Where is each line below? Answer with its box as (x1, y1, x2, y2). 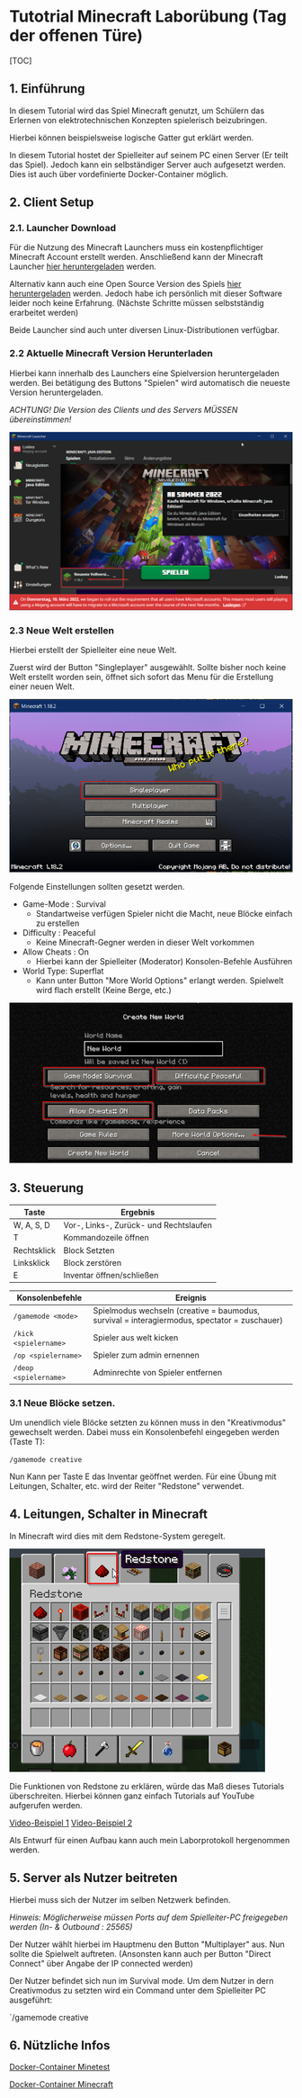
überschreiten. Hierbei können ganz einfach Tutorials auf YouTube (9, 1790, 254, 1801)
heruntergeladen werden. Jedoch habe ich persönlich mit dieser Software (9, 288, 283, 299)
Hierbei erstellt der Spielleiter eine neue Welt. (9, 645, 177, 656)
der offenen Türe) (9, 25, 144, 46)
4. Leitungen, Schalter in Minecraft (9, 1507, 209, 1522)
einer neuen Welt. (9, 681, 75, 692)
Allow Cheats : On (22, 946, 90, 957)
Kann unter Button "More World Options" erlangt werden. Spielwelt (35, 974, 284, 986)
